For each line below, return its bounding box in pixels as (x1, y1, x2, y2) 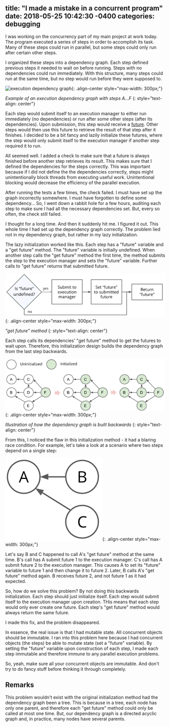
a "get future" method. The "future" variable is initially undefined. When (5, 247, 155, 253)
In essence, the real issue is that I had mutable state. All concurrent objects (5, 629, 162, 636)
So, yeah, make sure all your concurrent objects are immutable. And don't (5, 661, 159, 667)
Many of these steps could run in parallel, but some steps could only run (5, 44, 156, 50)
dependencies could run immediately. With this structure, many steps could (5, 70, 163, 76)
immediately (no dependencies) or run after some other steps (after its (5, 116, 153, 122)
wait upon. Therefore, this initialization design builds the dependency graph (5, 343, 163, 349)
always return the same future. (5, 610, 70, 616)
